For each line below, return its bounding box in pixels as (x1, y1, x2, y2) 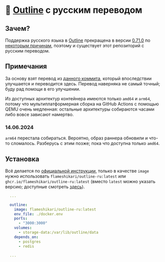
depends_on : (14, 234, 39, 240)
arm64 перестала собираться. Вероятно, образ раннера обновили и (5, 135, 148, 141)
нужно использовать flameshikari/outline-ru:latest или (5, 173, 126, 179)
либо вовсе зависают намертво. (5, 111, 74, 117)
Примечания (5, 62, 47, 71)
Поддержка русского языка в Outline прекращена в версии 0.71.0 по (5, 37, 151, 43)
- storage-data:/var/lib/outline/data (18, 230, 99, 235)
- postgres (18, 239, 41, 244)
